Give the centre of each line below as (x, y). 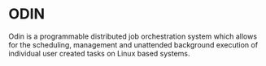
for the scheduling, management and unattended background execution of (133, 44)
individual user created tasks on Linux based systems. (99, 53)
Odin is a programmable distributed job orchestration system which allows (133, 36)
